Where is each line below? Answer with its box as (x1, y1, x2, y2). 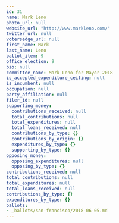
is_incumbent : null (6, 81, 55, 87)
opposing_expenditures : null (11, 158, 84, 164)
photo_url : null (6, 20, 46, 26)
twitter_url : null (6, 31, 52, 37)
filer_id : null (6, 97, 44, 103)
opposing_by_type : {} (11, 164, 65, 169)
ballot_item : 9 (6, 53, 44, 59)
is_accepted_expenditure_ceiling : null (6, 75, 105, 81)
